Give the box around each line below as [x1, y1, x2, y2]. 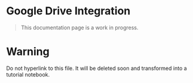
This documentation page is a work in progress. [20, 24, 139, 31]
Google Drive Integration [6, 4, 131, 18]
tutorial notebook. [6, 70, 50, 78]
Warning [6, 45, 50, 59]
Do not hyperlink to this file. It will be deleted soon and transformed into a [6, 64, 187, 72]
